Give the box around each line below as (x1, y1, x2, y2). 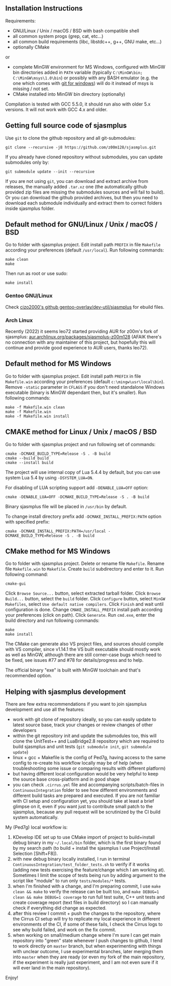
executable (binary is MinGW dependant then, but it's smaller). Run (5, 389, 146, 395)
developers (12, 727, 37, 733)
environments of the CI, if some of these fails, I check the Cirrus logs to (12, 921, 163, 928)
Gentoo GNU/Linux (5, 292, 53, 299)
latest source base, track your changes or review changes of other (12, 722, 153, 728)
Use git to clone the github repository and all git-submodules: (5, 135, 136, 141)
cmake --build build (5, 455, 50, 460)
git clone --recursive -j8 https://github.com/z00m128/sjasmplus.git (5, 144, 157, 150)
